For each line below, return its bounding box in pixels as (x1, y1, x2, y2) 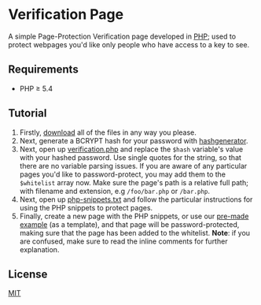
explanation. (19, 244, 60, 254)
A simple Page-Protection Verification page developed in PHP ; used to (8, 32, 237, 41)
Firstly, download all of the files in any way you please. (19, 128, 197, 137)
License (8, 267, 48, 281)
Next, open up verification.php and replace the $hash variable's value (19, 144, 244, 154)
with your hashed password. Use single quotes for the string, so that (19, 152, 242, 162)
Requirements (8, 63, 79, 76)
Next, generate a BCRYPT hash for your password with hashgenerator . (19, 136, 248, 145)
